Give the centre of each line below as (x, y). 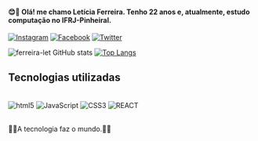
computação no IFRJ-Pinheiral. (60, 20)
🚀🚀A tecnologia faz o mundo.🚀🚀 (60, 128)
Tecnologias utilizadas (64, 77)
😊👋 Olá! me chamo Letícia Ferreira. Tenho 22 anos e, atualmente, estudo (129, 12)
